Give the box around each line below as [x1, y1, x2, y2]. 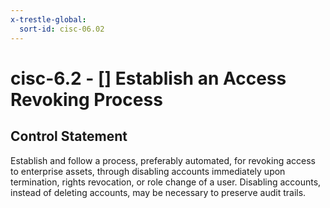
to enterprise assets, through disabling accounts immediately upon [10, 165, 286, 177]
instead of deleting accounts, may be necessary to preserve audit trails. [10, 186, 307, 198]
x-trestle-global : [10, 14, 87, 25]
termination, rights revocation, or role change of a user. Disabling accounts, [10, 176, 322, 188]
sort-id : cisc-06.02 [19, 24, 105, 34]
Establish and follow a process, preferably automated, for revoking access [10, 154, 316, 166]
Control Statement [10, 128, 128, 145]
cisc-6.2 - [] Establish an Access [10, 67, 287, 90]
